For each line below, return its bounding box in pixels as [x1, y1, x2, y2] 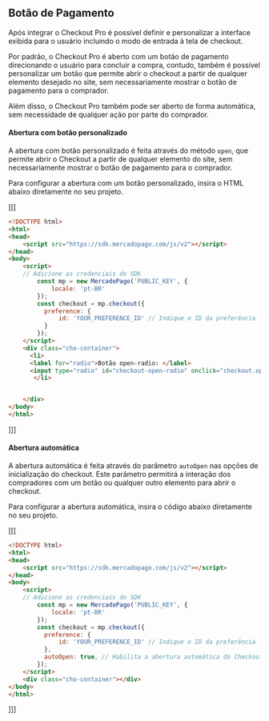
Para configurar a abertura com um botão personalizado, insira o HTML [8, 178, 244, 188]
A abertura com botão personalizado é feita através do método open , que [8, 146, 249, 155]
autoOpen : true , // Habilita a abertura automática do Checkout [43, 653, 263, 661]
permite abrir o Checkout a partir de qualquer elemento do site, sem [8, 154, 233, 164]
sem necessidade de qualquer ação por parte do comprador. [8, 110, 210, 119]
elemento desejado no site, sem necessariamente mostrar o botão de [8, 77, 238, 86]
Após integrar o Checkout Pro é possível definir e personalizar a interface [8, 27, 251, 37]
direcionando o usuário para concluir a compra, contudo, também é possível [8, 60, 260, 70]
